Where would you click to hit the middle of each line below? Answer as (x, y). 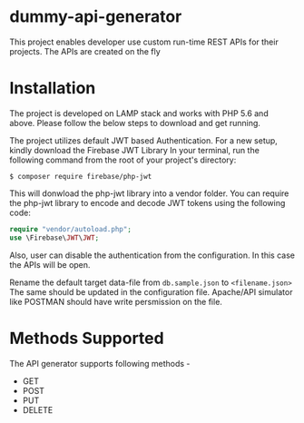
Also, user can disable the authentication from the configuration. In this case (152, 255)
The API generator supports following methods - (100, 363)
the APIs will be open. (50, 264)
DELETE (38, 409)
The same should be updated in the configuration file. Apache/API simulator (151, 291)
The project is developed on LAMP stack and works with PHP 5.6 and (139, 113)
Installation (53, 89)
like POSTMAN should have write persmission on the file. (116, 301)
